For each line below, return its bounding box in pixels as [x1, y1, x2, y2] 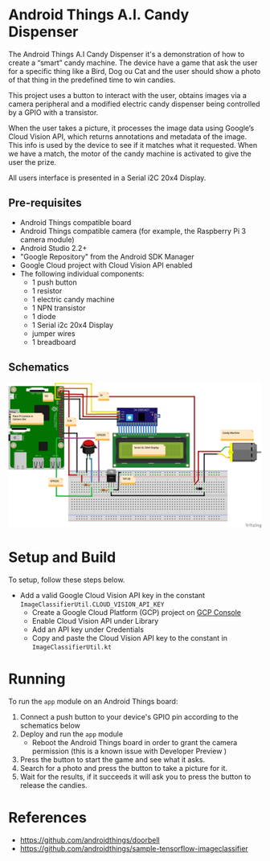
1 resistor [31, 285, 63, 295]
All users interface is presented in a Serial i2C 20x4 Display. [8, 173, 207, 182]
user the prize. [8, 157, 57, 166]
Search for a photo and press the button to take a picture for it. [19, 763, 227, 773]
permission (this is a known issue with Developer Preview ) [31, 746, 227, 756]
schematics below [19, 720, 80, 730]
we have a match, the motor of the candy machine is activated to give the [8, 149, 252, 158]
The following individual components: [19, 269, 145, 278]
